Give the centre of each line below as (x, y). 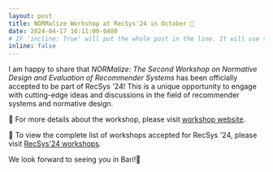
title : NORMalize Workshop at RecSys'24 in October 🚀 (102, 24)
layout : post (30, 16)
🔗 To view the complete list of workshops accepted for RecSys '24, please (133, 135)
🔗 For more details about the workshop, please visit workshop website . (127, 119)
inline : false (32, 46)
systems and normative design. (61, 104)
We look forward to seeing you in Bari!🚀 (74, 160)
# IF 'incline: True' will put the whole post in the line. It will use (134, 39)
